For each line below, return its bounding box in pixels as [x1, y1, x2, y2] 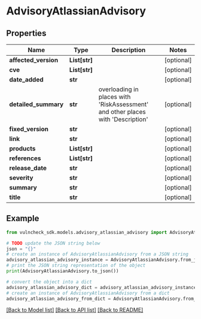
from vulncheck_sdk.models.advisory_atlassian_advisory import [6, 229, 167, 235]
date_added [9, 76, 44, 83]
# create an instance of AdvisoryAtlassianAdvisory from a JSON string [6, 251, 188, 257]
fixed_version [9, 125, 49, 133]
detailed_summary [9, 100, 64, 109]
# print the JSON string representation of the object [6, 263, 146, 269]
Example [6, 213, 39, 224]
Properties [6, 28, 47, 38]
